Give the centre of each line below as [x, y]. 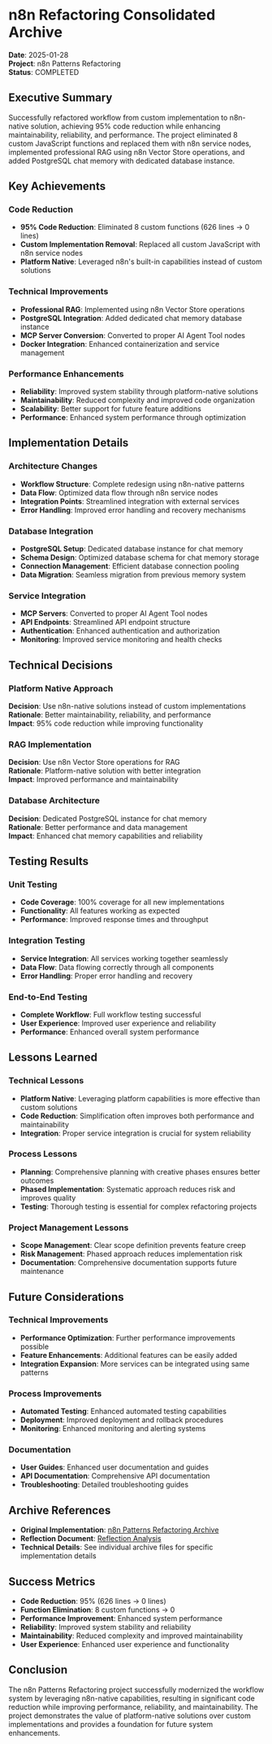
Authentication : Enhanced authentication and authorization [120, 631]
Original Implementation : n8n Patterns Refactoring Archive [119, 1530]
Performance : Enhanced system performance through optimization [133, 418]
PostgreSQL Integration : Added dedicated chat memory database [131, 318]
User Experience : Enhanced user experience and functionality [125, 1645]
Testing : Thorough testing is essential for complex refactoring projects [138, 1206]
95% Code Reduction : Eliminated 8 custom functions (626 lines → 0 [135, 227]
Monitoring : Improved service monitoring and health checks [121, 639]
